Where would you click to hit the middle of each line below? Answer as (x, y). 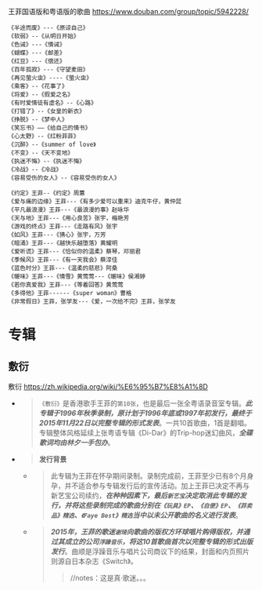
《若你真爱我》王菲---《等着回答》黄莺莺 (66, 285)
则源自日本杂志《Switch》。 (94, 561)
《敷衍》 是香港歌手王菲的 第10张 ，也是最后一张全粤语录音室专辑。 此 (145, 403)
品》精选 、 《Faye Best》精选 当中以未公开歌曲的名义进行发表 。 (146, 515)
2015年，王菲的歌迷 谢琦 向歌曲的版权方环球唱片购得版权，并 (147, 532)
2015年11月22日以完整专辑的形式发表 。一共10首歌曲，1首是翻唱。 (145, 423)
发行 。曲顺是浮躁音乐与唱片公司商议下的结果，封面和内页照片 (150, 551)
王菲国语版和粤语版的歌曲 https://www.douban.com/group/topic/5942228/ (128, 11)
